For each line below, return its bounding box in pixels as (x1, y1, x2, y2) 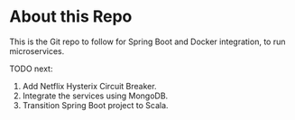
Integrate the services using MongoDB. (22, 90, 169, 101)
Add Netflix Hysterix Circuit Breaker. (22, 80, 157, 91)
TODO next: (9, 63, 53, 74)
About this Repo (9, 6, 133, 27)
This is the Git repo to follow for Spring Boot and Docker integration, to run (9, 36, 286, 47)
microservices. (9, 45, 65, 56)
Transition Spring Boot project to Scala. (22, 99, 169, 110)
